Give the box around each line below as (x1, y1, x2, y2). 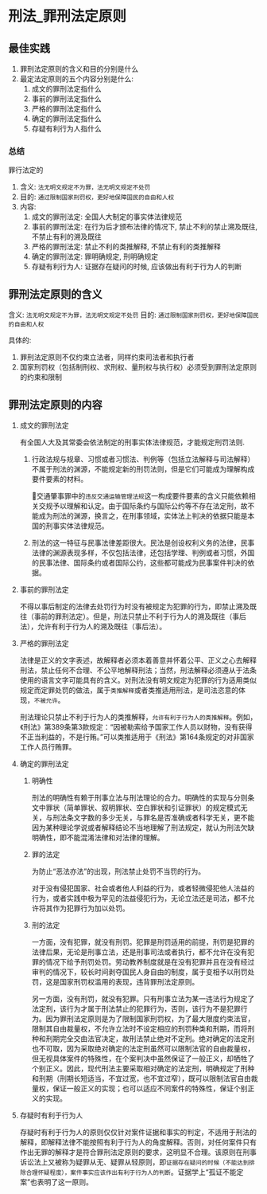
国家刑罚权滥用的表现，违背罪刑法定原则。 (59, 977, 199, 986)
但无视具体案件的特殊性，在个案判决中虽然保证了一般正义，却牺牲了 (31, 1053, 255, 1063)
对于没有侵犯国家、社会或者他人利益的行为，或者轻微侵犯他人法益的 (31, 883, 255, 893)
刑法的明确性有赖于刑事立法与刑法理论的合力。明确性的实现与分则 (31, 793, 248, 802)
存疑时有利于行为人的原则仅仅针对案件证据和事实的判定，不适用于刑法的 (19, 1127, 257, 1137)
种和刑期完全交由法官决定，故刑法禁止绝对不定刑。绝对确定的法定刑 (31, 1033, 255, 1043)
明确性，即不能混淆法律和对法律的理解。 (31, 832, 164, 842)
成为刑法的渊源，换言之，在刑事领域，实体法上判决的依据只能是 (38, 511, 248, 520)
